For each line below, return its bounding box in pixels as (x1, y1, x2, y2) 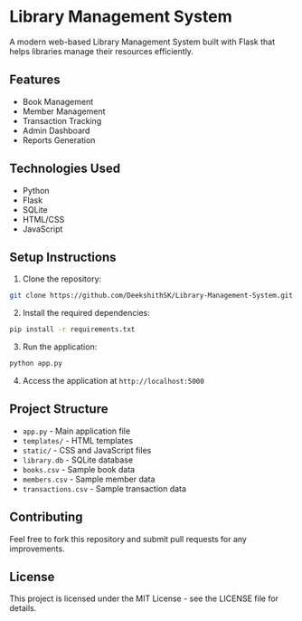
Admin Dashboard (22, 125, 90, 136)
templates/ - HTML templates (22, 435, 134, 445)
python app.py (9, 359, 63, 368)
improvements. (9, 543, 65, 554)
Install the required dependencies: (22, 308, 151, 319)
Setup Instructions (9, 249, 117, 264)
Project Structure (9, 401, 109, 417)
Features (9, 72, 61, 88)
